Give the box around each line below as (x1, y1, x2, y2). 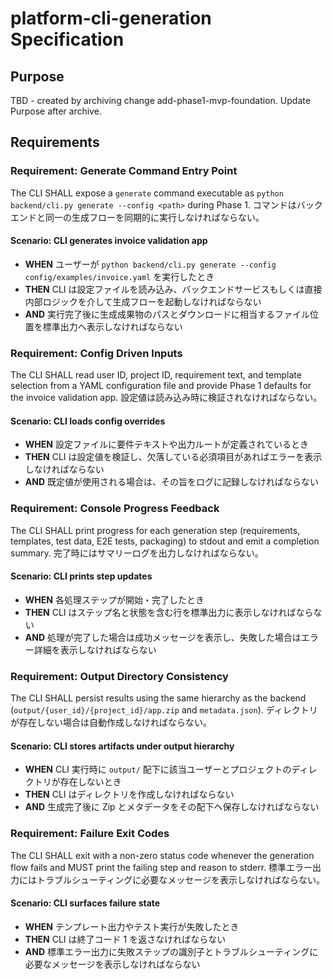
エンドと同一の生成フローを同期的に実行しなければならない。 (10, 211, 265, 223)
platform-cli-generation (10, 7, 212, 30)
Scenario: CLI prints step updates (10, 570, 153, 582)
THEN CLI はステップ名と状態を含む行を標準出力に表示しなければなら (24, 606, 314, 618)
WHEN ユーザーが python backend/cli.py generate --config (24, 258, 277, 270)
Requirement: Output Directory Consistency (10, 669, 229, 683)
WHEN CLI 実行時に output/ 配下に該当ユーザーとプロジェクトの (24, 763, 292, 776)
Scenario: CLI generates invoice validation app (10, 235, 208, 247)
